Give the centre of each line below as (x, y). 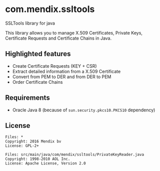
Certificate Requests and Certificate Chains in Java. (58, 38)
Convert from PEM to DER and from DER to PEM (62, 77)
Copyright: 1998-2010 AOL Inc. (38, 159)
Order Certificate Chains (37, 82)
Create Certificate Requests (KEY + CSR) (54, 66)
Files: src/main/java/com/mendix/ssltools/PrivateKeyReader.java (74, 155)
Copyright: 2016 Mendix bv (33, 141)
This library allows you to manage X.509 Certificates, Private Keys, (74, 33)
